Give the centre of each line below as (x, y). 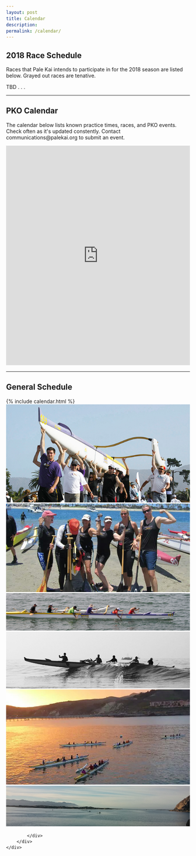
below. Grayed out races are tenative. (51, 76)
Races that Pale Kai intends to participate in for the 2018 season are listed (94, 70)
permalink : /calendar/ (34, 31)
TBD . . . (16, 87)
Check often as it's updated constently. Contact (63, 131)
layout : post (22, 12)
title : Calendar (26, 18)
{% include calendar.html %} (41, 401)
